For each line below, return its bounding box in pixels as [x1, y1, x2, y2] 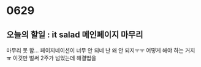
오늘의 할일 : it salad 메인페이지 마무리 [6, 29, 143, 40]
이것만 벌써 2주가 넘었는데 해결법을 [12, 54, 97, 62]
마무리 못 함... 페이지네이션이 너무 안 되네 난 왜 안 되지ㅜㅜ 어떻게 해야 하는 [6, 47, 184, 54]
